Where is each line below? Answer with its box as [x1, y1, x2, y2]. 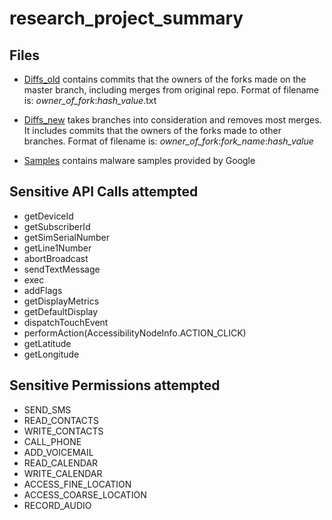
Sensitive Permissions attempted [9, 377, 221, 394]
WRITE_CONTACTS [23, 425, 104, 437]
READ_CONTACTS [23, 414, 100, 426]
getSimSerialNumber [23, 231, 111, 243]
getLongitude [23, 348, 80, 360]
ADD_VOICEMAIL [23, 446, 94, 458]
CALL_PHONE [23, 435, 82, 447]
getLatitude [23, 337, 72, 349]
